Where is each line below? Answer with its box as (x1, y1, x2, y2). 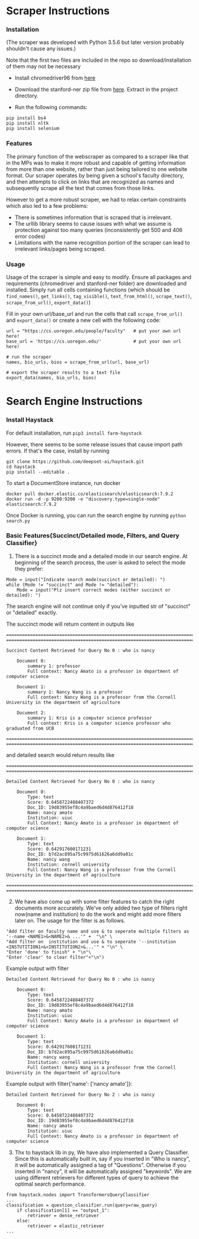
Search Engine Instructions (6, 395, 143, 408)
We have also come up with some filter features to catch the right (14, 898, 175, 905)
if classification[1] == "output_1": (17, 1207, 110, 1213)
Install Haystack (6, 416, 54, 424)
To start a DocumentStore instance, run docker (6, 479, 121, 486)
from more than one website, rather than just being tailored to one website (6, 165, 188, 173)
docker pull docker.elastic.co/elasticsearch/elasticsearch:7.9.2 (6, 491, 174, 497)
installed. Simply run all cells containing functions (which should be (6, 286, 171, 293)
